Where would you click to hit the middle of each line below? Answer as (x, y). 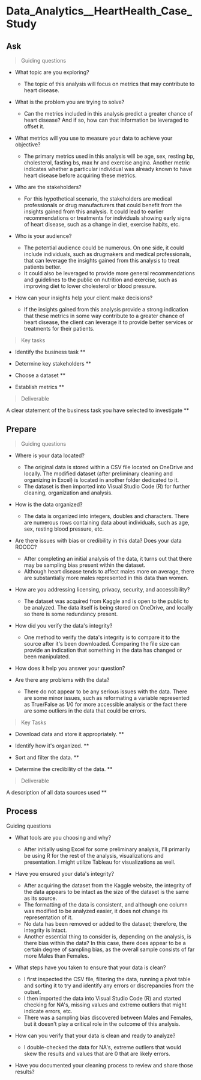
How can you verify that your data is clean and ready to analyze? (95, 1035)
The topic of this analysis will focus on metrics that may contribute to (109, 84)
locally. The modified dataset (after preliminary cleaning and (98, 473)
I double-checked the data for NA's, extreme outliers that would (103, 1047)
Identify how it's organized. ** (52, 746)
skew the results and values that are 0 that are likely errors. (97, 1053)
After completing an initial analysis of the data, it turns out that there (108, 558)
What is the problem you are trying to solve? (70, 102)
